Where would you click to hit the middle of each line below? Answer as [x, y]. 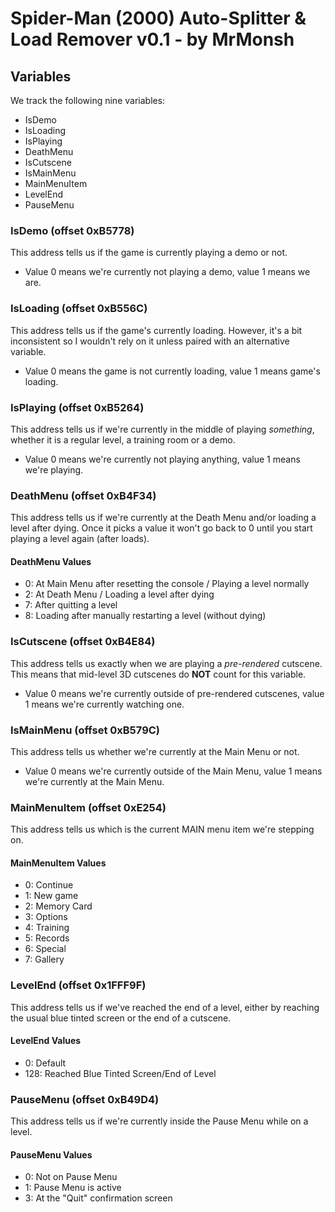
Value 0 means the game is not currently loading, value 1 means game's [172, 371]
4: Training [47, 928]
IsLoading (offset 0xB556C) [79, 309]
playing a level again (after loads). [80, 539]
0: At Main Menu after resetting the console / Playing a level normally [167, 584]
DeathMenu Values [51, 561]
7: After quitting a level [71, 605]
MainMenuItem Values [58, 863]
